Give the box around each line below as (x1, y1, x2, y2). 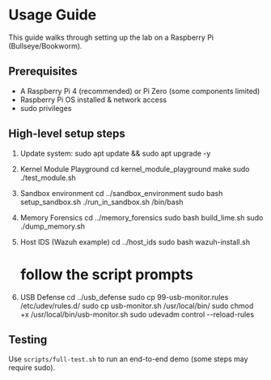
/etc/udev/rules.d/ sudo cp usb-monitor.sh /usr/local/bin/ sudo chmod (19, 301, 254, 310)
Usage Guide (8, 6, 97, 24)
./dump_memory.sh (19, 221, 85, 231)
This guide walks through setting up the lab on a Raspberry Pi (8, 32, 214, 42)
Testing (8, 332, 48, 346)
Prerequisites (8, 65, 78, 79)
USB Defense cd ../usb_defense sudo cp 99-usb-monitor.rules (19, 292, 229, 301)
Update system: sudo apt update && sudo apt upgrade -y (19, 148, 211, 158)
